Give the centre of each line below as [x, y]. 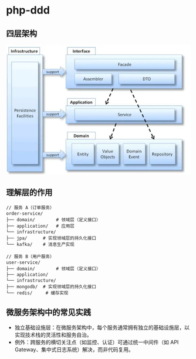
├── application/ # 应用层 [40, 226]
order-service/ [25, 213]
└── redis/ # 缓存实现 [37, 293]
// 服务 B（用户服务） [30, 257]
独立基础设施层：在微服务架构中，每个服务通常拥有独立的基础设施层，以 [102, 328]
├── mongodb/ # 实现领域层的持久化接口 [51, 287]
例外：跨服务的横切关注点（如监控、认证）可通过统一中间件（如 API [97, 343]
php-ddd [28, 10]
